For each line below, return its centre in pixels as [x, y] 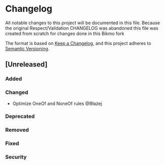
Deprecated [20, 117]
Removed [17, 130]
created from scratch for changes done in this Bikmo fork [65, 33]
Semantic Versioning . [27, 48]
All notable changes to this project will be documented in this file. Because [83, 23]
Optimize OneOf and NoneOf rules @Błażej [57, 103]
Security [16, 157]
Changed [17, 92]
